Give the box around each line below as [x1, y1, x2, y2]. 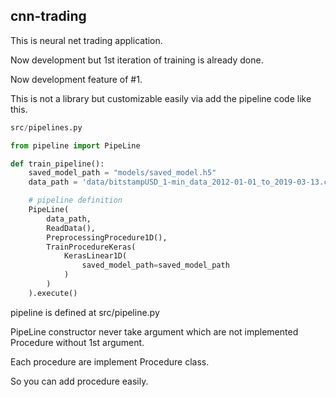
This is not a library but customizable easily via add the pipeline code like [10, 92, 312, 104]
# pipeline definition [28, 195, 123, 206]
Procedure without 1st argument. [10, 336, 145, 348]
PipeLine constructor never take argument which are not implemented [10, 325, 299, 338]
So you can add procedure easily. [10, 375, 149, 387]
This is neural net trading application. [10, 34, 163, 46]
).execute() [28, 288, 78, 298]
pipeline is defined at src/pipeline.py [10, 306, 160, 318]
